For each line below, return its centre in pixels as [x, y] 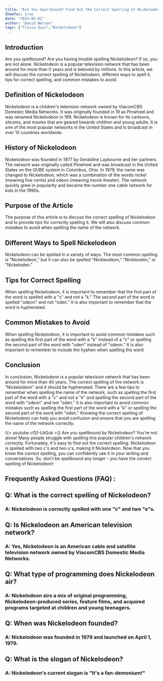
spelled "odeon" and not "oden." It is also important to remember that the [78, 302]
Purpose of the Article [39, 205]
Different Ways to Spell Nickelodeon [61, 243]
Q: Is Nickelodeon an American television [69, 525]
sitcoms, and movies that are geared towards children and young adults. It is [81, 122]
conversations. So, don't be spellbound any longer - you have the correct [78, 458]
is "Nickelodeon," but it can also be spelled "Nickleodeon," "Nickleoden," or [81, 260]
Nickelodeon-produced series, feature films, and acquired [75, 601]
